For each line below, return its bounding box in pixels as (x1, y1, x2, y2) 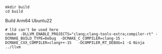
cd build (5, 9, 23, 14)
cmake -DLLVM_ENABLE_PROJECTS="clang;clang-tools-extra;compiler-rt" (5, 32, 154, 37)
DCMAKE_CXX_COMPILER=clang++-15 (5, 40, 72, 45)
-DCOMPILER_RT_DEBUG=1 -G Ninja (78, 40, 145, 45)
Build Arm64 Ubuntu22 (5, 18, 52, 23)
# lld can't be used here (5, 27, 58, 32)
